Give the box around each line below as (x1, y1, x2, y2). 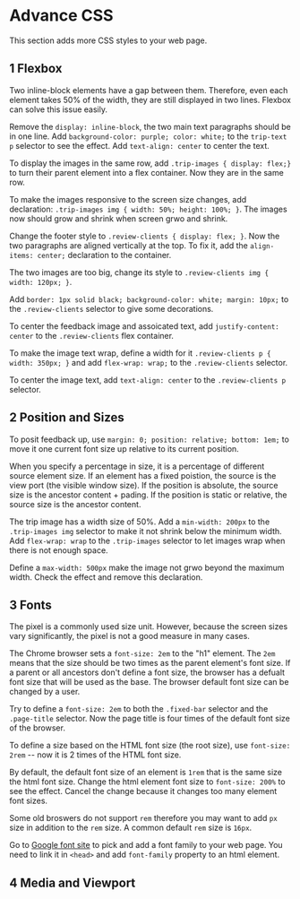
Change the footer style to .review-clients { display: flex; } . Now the (9, 230, 280, 241)
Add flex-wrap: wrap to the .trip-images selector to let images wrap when (9, 535, 286, 546)
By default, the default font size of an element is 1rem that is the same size (9, 767, 283, 778)
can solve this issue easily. (9, 104, 107, 115)
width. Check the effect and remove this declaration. (9, 571, 203, 583)
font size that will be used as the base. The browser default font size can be (9, 677, 289, 687)
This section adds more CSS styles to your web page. (9, 35, 208, 46)
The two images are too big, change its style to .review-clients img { (9, 266, 270, 278)
